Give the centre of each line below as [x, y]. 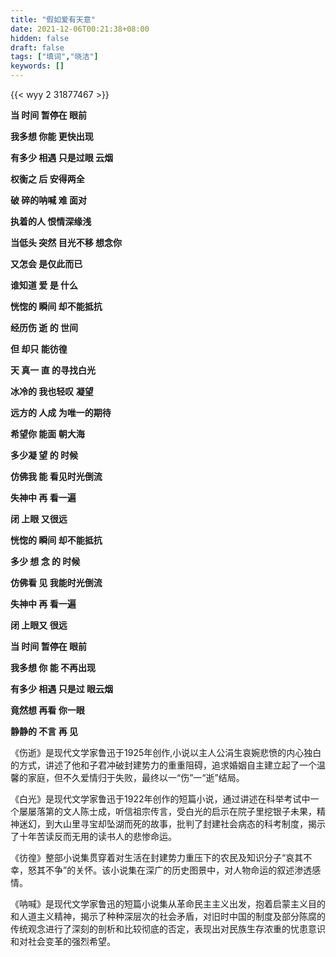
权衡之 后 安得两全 [47, 179]
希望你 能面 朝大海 [47, 434]
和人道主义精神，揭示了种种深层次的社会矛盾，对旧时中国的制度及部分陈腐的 [168, 916]
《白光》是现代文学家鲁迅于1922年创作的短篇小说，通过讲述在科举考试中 [160, 799]
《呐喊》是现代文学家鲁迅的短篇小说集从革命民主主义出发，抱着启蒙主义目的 [168, 904]
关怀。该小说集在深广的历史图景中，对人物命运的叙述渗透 [194, 870]
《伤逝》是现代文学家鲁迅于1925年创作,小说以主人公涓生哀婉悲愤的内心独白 [166, 752]
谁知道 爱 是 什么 [44, 285]
